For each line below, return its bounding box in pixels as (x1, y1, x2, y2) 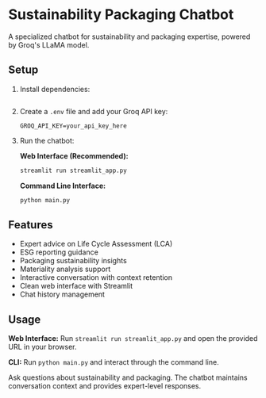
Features (8, 218, 53, 232)
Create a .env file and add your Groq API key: (19, 106, 168, 116)
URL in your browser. (8, 343, 77, 352)
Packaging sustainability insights (19, 256, 127, 266)
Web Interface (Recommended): (19, 151, 129, 160)
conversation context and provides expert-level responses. (8, 381, 202, 391)
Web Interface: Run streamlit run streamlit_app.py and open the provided (8, 334, 258, 343)
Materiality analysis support (19, 264, 111, 274)
